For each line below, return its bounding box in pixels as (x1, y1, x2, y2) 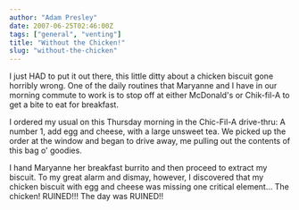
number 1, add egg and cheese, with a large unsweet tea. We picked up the (9, 126, 287, 137)
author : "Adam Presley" (9, 13, 98, 22)
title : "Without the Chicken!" (9, 38, 126, 47)
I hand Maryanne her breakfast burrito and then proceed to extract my (9, 163, 268, 173)
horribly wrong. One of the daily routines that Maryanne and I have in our (9, 80, 278, 91)
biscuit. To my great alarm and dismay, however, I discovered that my (9, 172, 264, 183)
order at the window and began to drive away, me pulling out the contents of (9, 136, 291, 147)
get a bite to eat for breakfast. (9, 99, 119, 110)
